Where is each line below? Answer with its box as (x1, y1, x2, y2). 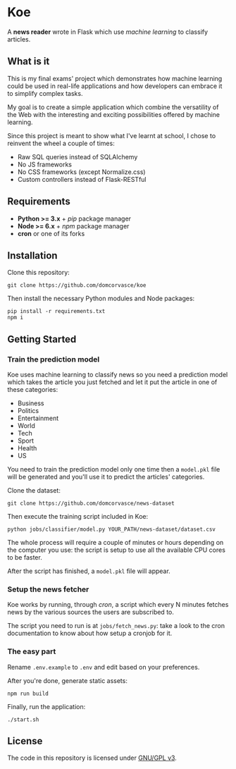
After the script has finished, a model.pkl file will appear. (7, 567, 170, 575)
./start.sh (7, 716, 39, 723)
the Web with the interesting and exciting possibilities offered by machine (7, 110, 221, 118)
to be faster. (7, 553, 42, 562)
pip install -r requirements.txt (7, 308, 106, 315)
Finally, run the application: (7, 702, 86, 710)
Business (17, 399, 44, 407)
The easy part (7, 646, 56, 656)
